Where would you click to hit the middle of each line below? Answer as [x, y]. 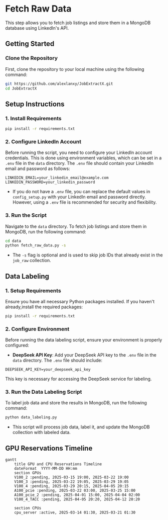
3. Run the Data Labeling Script [44, 392]
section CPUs [28, 508]
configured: [17, 345]
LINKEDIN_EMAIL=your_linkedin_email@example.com [57, 178]
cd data [13, 241]
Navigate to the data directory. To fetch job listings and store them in [76, 226]
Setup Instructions [35, 104]
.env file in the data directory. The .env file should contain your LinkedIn [79, 163]
